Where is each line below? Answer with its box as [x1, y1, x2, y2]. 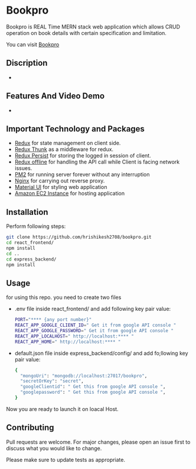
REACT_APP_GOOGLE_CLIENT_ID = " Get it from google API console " [14, 322, 177, 329]
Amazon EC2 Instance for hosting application [14, 190, 125, 197]
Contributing [6, 423, 54, 433]
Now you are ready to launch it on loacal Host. [6, 405, 119, 412]
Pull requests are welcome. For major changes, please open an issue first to [6, 438, 191, 445]
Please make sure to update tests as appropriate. [6, 456, 126, 463]
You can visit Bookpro [6, 41, 60, 48]
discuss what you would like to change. [6, 445, 102, 452]
